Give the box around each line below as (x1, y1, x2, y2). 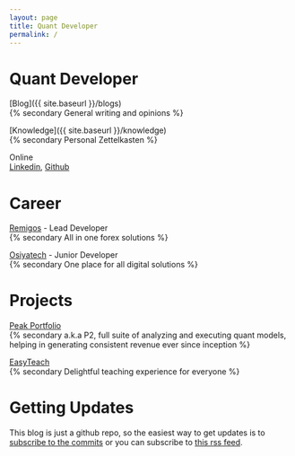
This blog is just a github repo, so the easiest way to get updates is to (9, 427, 266, 438)
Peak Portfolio (9, 320, 61, 331)
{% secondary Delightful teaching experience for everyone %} (9, 366, 240, 377)
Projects (9, 291, 74, 311)
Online (9, 152, 34, 162)
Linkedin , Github (9, 162, 70, 172)
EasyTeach (9, 356, 50, 368)
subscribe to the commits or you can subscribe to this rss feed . (9, 437, 244, 448)
